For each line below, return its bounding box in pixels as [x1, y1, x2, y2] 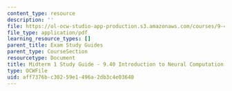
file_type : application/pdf [7, 29, 88, 36]
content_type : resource [7, 10, 76, 17]
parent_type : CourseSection [7, 49, 88, 55]
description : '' [7, 16, 54, 23]
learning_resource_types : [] [7, 36, 91, 42]
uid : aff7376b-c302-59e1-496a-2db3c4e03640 [7, 73, 135, 81]
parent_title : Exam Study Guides [7, 42, 104, 49]
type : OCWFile [7, 67, 48, 74]
